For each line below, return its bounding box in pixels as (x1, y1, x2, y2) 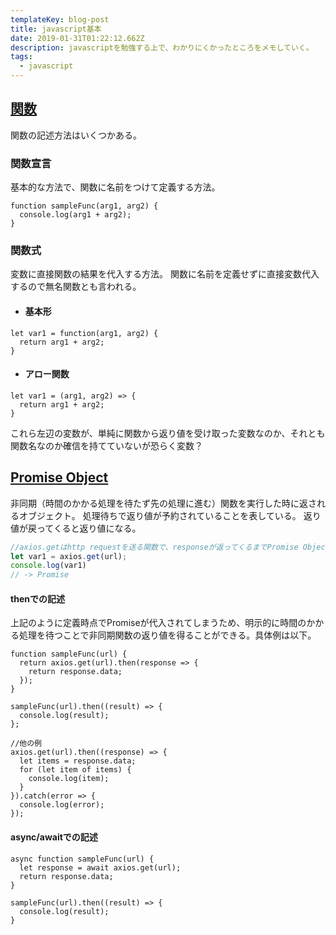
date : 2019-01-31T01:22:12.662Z (10, 33, 145, 43)
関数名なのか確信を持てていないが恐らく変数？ (10, 439, 203, 451)
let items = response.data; (19, 756, 137, 766)
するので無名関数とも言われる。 (10, 281, 142, 293)
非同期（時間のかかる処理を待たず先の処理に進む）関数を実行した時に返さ (10, 497, 317, 509)
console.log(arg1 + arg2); (19, 210, 132, 220)
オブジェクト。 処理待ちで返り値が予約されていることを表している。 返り (18, 509, 322, 521)
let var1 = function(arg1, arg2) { (10, 328, 159, 338)
